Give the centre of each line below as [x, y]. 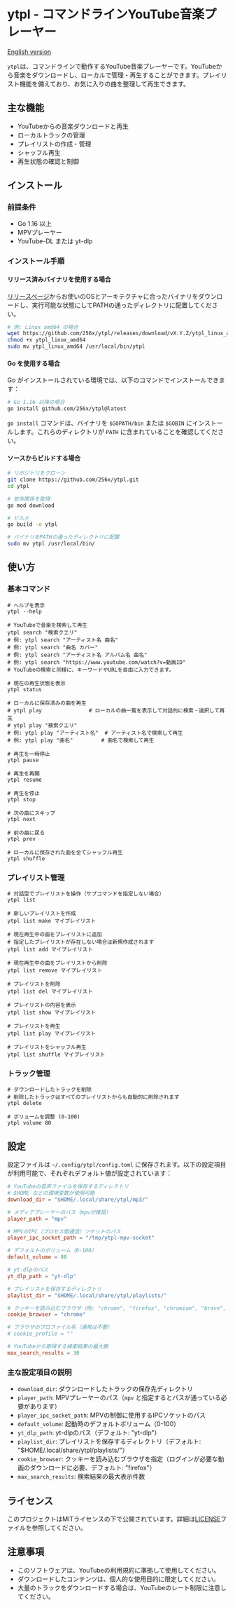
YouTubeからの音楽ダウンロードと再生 [73, 126]
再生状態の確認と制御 [48, 161]
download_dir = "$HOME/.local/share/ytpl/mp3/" [78, 1200]
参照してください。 [59, 1527]
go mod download [31, 506]
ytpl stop [22, 799]
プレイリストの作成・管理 [54, 144]
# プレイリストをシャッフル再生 [47, 1047]
